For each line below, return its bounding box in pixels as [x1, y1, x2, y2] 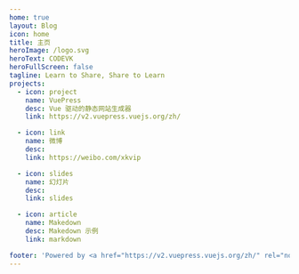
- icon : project [17, 87, 77, 96]
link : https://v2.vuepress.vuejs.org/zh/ [25, 112, 181, 121]
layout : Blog [9, 21, 58, 30]
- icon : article [17, 210, 77, 219]
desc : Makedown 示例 [25, 227, 99, 236]
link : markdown [25, 235, 82, 244]
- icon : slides [17, 169, 74, 178]
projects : [9, 79, 46, 88]
